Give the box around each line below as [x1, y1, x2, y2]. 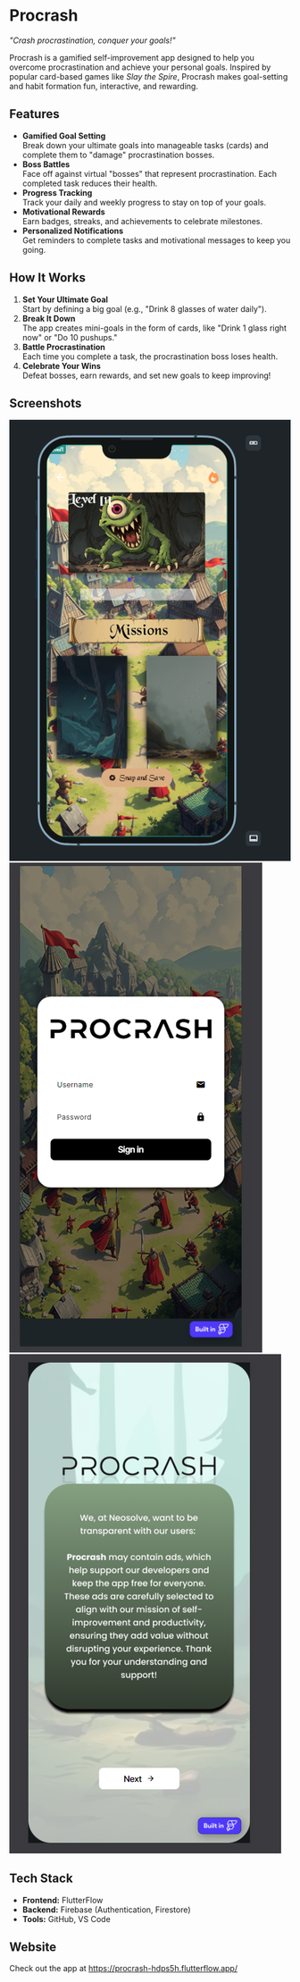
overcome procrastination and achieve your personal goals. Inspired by [9, 62, 271, 72]
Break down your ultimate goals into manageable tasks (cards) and [21, 139, 269, 150]
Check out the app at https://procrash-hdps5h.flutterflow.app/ [9, 1963, 238, 1974]
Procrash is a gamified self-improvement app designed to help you [9, 52, 254, 63]
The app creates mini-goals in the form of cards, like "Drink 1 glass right [21, 323, 287, 333]
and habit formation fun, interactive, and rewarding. [9, 80, 199, 91]
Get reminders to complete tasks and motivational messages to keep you [21, 234, 291, 246]
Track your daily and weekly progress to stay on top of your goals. [21, 197, 266, 207]
